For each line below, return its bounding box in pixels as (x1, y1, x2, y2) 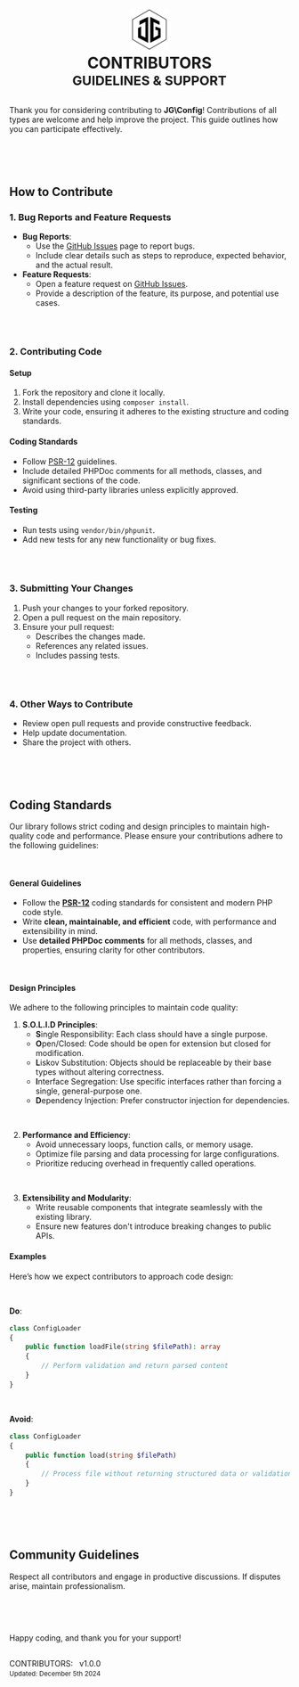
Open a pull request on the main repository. (21, 611, 182, 623)
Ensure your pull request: (21, 621, 115, 632)
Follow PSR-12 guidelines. (21, 455, 117, 467)
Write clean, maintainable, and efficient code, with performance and (21, 916, 278, 927)
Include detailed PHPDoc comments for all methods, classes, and (21, 465, 263, 476)
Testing (9, 504, 38, 516)
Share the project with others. (21, 737, 132, 748)
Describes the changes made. (35, 631, 146, 642)
